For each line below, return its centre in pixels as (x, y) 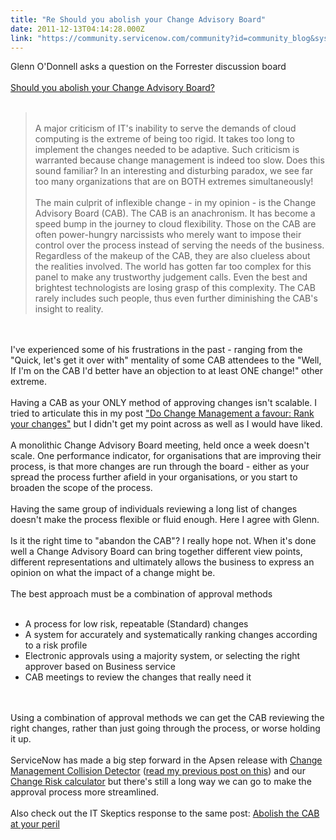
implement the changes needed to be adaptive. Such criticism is (167, 150)
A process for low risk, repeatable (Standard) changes (136, 624)
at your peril (35, 824)
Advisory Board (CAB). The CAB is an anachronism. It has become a (175, 213)
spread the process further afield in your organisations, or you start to (154, 477)
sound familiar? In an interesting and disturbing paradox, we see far (173, 171)
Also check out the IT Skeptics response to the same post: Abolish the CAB (165, 813)
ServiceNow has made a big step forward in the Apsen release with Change (166, 760)
